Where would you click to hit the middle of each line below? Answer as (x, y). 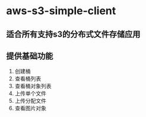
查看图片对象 (30, 108)
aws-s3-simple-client (61, 11)
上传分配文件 (30, 101)
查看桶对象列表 (33, 86)
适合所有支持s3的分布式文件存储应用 (73, 34)
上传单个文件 (30, 93)
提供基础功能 (30, 56)
